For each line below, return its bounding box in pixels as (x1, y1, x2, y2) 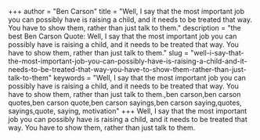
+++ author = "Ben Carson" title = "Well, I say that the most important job (8, 7, 245, 16)
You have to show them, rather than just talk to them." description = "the (8, 23, 241, 32)
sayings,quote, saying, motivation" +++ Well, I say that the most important (8, 106, 247, 116)
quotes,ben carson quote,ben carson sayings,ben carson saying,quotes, (8, 98, 242, 107)
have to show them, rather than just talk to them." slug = (8, 48, 190, 57)
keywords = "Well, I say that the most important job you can (53, 74, 247, 82)
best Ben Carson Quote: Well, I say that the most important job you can (8, 31, 237, 41)
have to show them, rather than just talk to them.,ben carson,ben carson (8, 90, 241, 99)
